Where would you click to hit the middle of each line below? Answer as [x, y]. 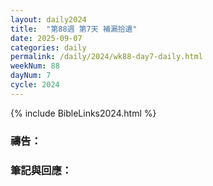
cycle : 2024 [35, 85]
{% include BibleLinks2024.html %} [83, 113]
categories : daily [48, 47]
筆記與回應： [41, 170]
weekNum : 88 [35, 66]
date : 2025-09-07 [46, 38]
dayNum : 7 [31, 76]
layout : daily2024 [48, 19]
